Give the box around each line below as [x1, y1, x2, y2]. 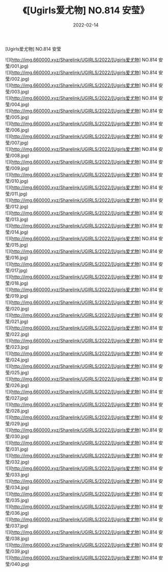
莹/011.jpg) [5, 190, 28, 197]
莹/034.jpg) [5, 484, 30, 490]
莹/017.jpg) [5, 267, 28, 273]
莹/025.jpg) [5, 369, 30, 375]
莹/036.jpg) [5, 510, 30, 516]
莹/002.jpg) [5, 76, 30, 82]
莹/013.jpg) [5, 216, 29, 222]
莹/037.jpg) [5, 522, 29, 529]
